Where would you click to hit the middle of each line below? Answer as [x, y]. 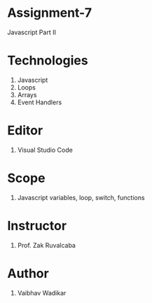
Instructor [37, 226]
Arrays [27, 94]
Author [28, 273]
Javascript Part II [32, 32]
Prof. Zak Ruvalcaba [46, 245]
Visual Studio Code [45, 150]
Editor [25, 131]
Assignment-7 [50, 13]
